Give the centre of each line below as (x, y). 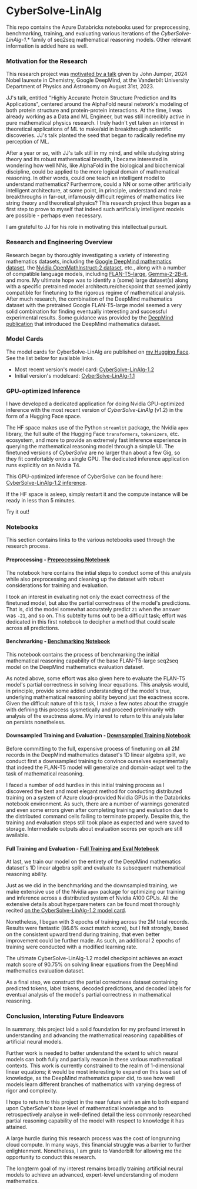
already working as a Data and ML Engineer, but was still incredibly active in (98, 116)
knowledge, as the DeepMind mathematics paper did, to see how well (91, 1078)
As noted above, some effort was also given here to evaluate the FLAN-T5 (96, 678)
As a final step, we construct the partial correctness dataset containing (92, 982)
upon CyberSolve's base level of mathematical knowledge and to (85, 1108)
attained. (17, 1127)
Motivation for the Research (47, 61)
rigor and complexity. (32, 1090)
